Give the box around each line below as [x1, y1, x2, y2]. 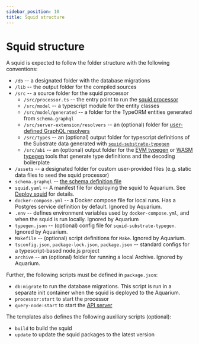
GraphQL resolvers [43, 128, 90, 135]
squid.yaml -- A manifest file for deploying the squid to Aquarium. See [14, 184, 186, 192]
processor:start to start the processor [14, 295, 110, 302]
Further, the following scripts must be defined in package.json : [6, 271, 158, 279]
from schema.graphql [23, 115, 74, 122]
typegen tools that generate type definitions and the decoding [23, 152, 175, 160]
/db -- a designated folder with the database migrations [14, 77, 150, 84]
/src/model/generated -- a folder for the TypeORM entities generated [23, 109, 192, 116]
